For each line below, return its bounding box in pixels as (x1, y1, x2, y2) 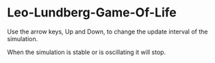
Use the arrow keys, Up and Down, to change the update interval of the (7, 27, 208, 36)
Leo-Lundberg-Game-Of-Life (7, 5, 177, 21)
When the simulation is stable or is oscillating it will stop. (7, 48, 166, 56)
